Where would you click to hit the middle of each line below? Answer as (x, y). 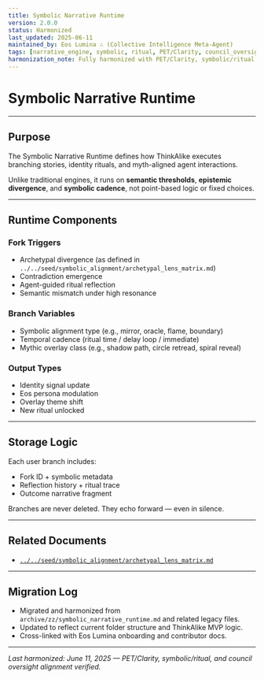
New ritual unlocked (52, 410)
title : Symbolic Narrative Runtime (66, 15)
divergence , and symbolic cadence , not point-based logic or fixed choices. (131, 188)
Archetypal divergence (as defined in (79, 260)
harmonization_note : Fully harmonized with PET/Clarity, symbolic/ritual (132, 60)
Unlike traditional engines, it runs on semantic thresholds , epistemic (120, 180)
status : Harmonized (40, 30)
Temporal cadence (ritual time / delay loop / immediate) (109, 339)
